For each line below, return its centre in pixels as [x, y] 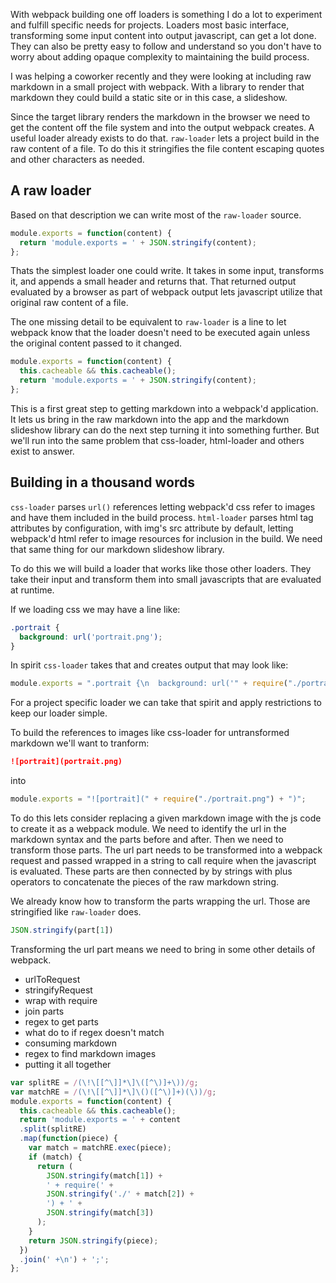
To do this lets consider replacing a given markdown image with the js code [166, 818]
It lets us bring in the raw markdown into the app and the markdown [150, 419]
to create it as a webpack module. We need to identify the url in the [148, 828]
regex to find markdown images [90, 1053]
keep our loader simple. [59, 713]
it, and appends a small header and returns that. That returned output [153, 281]
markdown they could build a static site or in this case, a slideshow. [149, 97]
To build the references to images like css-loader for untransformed [150, 733]
